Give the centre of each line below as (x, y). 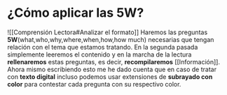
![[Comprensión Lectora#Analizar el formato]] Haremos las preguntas (108, 32)
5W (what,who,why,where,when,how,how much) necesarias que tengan (111, 39)
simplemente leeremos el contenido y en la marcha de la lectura (99, 54)
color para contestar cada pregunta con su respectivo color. (94, 84)
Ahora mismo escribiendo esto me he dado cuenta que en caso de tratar (112, 69)
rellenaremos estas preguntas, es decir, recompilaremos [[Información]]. (114, 61)
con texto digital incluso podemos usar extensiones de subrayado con (110, 76)
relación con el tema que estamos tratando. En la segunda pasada (103, 47)
